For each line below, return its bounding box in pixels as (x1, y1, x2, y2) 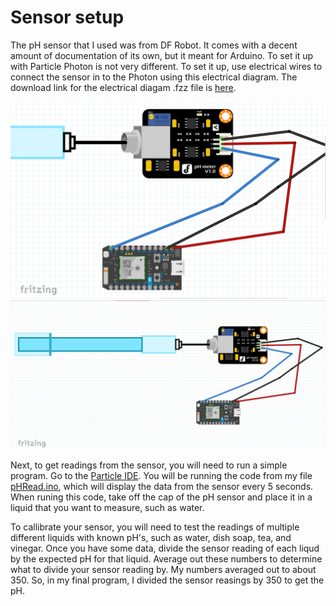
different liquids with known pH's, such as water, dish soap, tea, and (10, 532, 292, 544)
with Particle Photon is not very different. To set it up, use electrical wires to (10, 60, 323, 72)
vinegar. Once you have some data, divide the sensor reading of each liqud (10, 542, 320, 555)
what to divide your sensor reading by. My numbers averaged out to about (10, 564, 317, 576)
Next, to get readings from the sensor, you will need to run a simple (10, 459, 288, 471)
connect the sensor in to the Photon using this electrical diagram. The (10, 71, 298, 83)
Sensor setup (10, 6, 125, 29)
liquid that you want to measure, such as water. (10, 502, 205, 514)
